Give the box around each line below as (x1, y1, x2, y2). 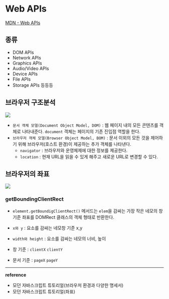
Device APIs (12, 71, 38, 77)
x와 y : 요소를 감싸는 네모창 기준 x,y (12, 225, 83, 231)
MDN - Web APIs (5, 20, 41, 26)
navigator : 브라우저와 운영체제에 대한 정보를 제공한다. (20, 147, 128, 153)
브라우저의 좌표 (5, 169, 50, 178)
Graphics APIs (12, 60, 42, 66)
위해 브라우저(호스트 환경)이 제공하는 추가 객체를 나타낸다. (18, 141, 132, 147)
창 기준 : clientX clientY (12, 246, 63, 252)
